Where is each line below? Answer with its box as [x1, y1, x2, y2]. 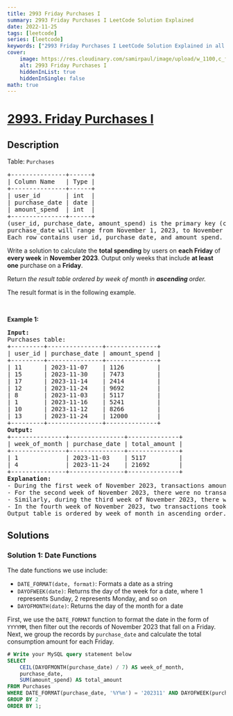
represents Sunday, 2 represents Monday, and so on [17, 594, 168, 603]
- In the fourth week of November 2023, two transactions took [7, 502, 227, 511]
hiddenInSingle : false [19, 74, 85, 82]
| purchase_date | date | [7, 199, 96, 207]
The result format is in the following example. [7, 288, 137, 296]
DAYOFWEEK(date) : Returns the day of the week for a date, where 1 [17, 587, 203, 595]
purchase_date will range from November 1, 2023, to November [7, 227, 223, 234]
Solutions [7, 530, 50, 541]
